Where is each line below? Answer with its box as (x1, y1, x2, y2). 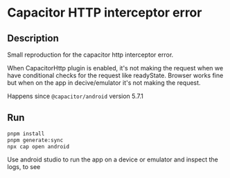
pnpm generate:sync (7, 137, 64, 144)
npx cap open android (7, 143, 70, 150)
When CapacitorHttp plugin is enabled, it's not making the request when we (7, 64, 224, 72)
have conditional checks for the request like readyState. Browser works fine (7, 71, 224, 79)
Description (7, 32, 59, 44)
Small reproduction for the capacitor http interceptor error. (7, 50, 174, 59)
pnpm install (7, 130, 45, 137)
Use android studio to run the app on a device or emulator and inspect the (7, 155, 218, 164)
